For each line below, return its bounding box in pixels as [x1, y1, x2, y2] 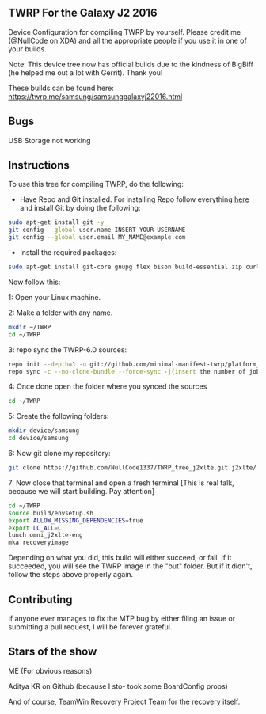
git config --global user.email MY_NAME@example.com [8, 234, 186, 241]
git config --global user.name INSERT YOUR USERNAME [8, 226, 186, 234]
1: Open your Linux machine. [8, 292, 101, 302]
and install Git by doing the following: [19, 203, 141, 213]
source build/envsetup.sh [8, 509, 93, 517]
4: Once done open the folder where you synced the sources [8, 382, 207, 391]
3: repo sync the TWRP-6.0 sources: [8, 344, 127, 355]
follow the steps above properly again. [8, 570, 134, 579]
